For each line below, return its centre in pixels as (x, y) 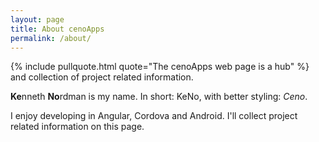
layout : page (37, 19)
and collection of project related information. (102, 77)
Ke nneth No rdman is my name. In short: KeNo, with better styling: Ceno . (159, 97)
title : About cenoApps (57, 29)
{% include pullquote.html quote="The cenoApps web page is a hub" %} (160, 67)
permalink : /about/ (51, 38)
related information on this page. (77, 127)
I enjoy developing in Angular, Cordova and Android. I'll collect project (154, 116)
